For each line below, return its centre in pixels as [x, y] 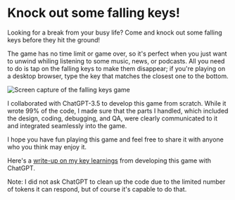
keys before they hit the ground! [54, 39]
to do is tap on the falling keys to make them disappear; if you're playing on [116, 68]
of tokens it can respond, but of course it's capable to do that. [97, 189]
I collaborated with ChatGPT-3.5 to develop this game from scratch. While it [117, 103]
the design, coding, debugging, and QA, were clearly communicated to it [113, 118]
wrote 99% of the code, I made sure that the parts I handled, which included [118, 111]
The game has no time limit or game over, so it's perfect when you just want [117, 54]
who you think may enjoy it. [47, 146]
